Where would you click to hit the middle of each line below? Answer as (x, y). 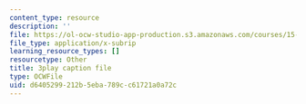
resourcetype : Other (49, 60)
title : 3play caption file (61, 69)
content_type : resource (55, 18)
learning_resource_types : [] (65, 52)
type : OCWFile (36, 77)
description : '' (40, 26)
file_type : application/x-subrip (73, 43)
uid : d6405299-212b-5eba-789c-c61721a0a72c (93, 85)
